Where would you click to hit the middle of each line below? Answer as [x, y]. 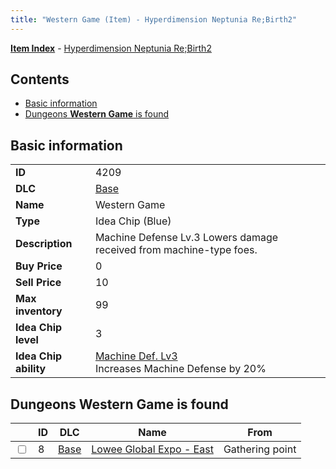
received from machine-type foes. [176, 250]
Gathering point [260, 449]
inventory [39, 311]
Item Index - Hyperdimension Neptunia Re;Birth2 [111, 48]
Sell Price [38, 283]
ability [31, 369]
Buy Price [39, 266]
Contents [40, 79]
